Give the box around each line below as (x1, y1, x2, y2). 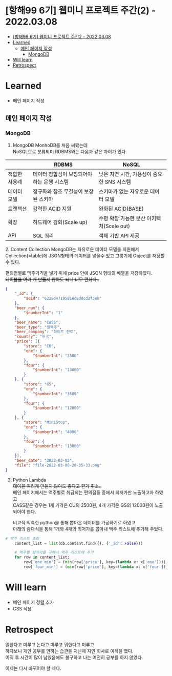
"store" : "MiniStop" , (24, 420, 70, 425)
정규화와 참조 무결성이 (32, 188, 83, 195)
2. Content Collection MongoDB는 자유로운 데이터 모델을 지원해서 (5, 246, 139, 252)
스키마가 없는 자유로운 (99, 188, 149, 195)
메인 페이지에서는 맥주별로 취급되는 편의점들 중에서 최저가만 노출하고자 (12, 489, 154, 495)
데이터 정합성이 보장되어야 (32, 170, 93, 177)
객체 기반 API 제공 (99, 232, 140, 239)
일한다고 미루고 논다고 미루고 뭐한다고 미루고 (5, 641, 95, 647)
